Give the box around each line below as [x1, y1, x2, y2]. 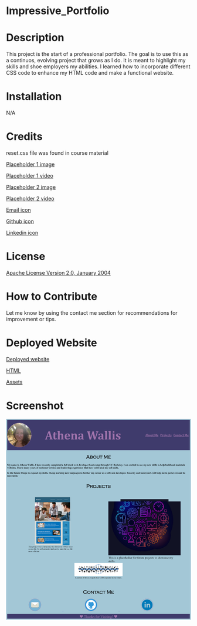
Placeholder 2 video [6, 195, 55, 202]
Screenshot [6, 399, 64, 412]
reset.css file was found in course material [6, 149, 108, 156]
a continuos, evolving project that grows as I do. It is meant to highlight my [6, 57, 186, 64]
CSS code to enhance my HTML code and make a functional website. [6, 69, 174, 76]
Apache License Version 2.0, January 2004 [6, 269, 111, 276]
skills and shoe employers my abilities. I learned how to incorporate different [6, 63, 191, 70]
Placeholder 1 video [6, 172, 54, 179]
